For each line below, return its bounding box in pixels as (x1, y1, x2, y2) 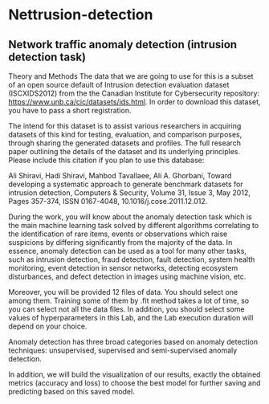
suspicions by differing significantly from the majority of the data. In (8, 238, 233, 247)
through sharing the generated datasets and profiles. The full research (8, 138, 241, 148)
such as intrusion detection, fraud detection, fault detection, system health (8, 255, 255, 264)
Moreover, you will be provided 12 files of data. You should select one (8, 288, 238, 296)
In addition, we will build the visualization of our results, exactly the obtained (8, 369, 261, 379)
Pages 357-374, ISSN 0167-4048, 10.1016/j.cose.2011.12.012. (8, 197, 208, 206)
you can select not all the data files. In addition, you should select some (8, 304, 245, 314)
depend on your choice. (8, 321, 88, 331)
